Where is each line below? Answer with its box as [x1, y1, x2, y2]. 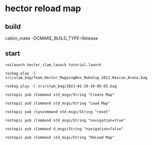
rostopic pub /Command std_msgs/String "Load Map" [5, 101, 110, 105]
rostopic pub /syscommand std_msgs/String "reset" [5, 109, 110, 114]
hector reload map [5, 3, 82, 14]
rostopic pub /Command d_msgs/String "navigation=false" [5, 126, 124, 131]
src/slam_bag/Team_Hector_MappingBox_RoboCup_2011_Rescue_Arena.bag [5, 75, 148, 80]
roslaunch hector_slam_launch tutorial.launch [5, 62, 102, 67]
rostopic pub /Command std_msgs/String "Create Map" [5, 92, 115, 97]
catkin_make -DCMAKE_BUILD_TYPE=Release [5, 35, 99, 41]
